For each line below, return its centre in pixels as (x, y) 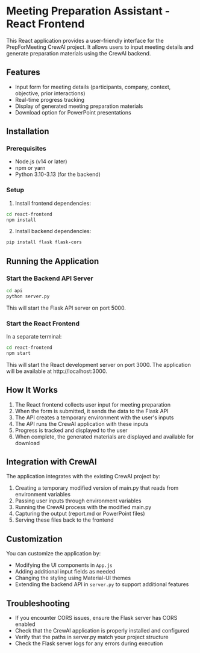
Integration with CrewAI (52, 462)
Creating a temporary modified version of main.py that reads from (97, 488)
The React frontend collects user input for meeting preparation (92, 404)
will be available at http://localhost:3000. (57, 371)
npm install (21, 220)
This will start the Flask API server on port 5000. (66, 308)
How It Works (32, 390)
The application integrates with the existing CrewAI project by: (83, 476)
